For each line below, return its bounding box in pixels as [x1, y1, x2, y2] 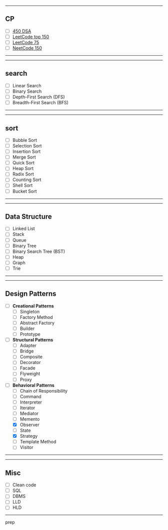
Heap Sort [12, 165, 34, 171]
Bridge [19, 348, 34, 354]
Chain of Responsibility [19, 388, 67, 394]
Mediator [19, 410, 39, 416]
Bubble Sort [12, 137, 37, 143]
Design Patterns [5, 289, 56, 298]
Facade [19, 365, 36, 371]
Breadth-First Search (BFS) [12, 100, 69, 106]
